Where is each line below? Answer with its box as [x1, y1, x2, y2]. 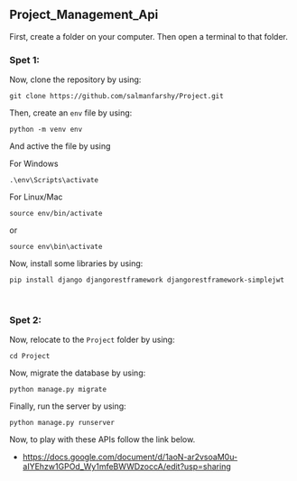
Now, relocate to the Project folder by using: [9, 334, 175, 346]
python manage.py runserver [9, 419, 116, 428]
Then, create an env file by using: [9, 107, 133, 118]
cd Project [9, 352, 51, 361]
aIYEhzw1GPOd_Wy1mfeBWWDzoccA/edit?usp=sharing [22, 461, 232, 472]
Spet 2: [9, 314, 42, 327]
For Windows [9, 158, 59, 170]
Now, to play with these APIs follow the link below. [9, 434, 196, 445]
